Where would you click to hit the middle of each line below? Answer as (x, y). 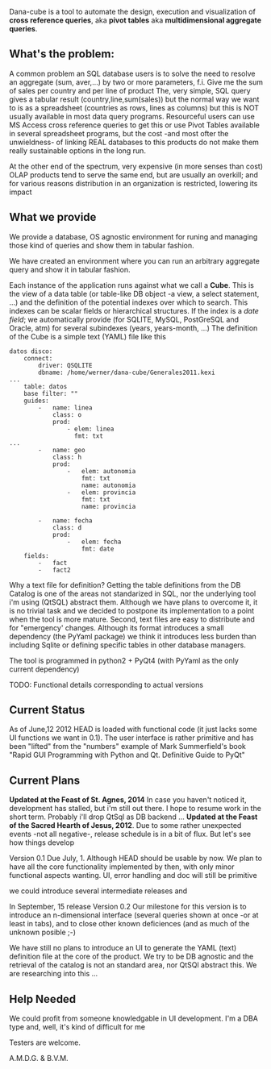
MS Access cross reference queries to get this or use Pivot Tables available (135, 125)
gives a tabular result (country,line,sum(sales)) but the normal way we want (134, 99)
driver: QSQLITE (65, 365)
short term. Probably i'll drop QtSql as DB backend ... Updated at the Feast (133, 817)
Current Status (47, 710)
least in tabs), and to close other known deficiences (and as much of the (129, 924)
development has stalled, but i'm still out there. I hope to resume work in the (135, 809)
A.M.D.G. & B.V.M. (39, 1059)
